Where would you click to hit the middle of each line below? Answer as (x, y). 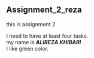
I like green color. (28, 48)
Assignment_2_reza (44, 10)
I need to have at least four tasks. (47, 36)
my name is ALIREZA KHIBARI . (45, 42)
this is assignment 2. (31, 24)
